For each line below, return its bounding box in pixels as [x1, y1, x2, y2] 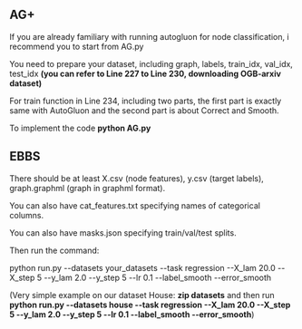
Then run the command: [9, 245, 100, 256]
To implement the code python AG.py [9, 122, 151, 133]
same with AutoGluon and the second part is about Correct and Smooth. [9, 104, 279, 116]
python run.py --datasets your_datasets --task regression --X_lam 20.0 [9, 262, 277, 273]
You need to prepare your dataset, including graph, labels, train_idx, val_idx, [9, 58, 293, 69]
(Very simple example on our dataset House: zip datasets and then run [9, 289, 275, 300]
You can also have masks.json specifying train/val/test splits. [9, 227, 238, 238]
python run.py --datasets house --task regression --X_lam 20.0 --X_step [9, 299, 291, 310]
